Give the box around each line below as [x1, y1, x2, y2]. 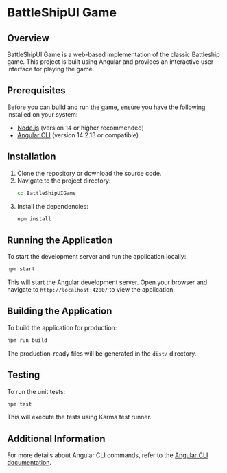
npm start [7, 266, 36, 273]
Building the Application [7, 305, 112, 317]
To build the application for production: [7, 323, 117, 332]
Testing [7, 369, 40, 381]
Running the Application [7, 234, 113, 246]
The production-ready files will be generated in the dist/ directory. [7, 349, 197, 358]
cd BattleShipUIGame [16, 189, 76, 196]
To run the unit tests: [7, 387, 66, 395]
